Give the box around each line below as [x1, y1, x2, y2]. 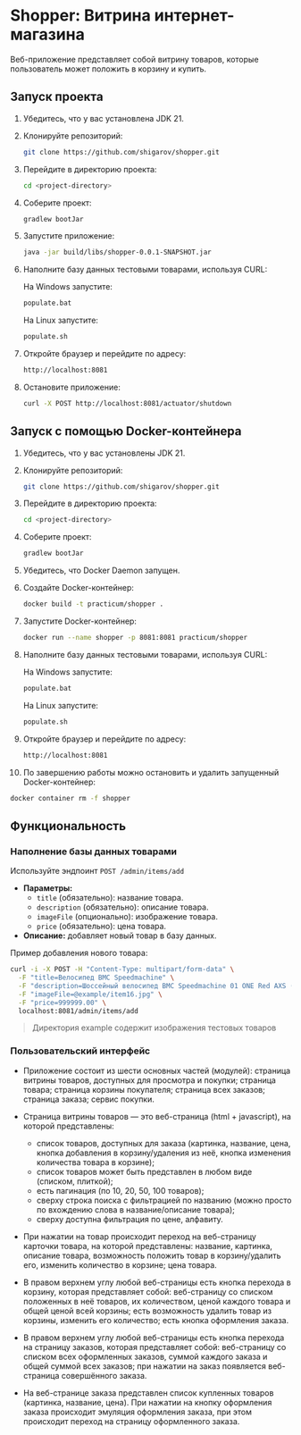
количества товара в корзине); [36, 1156, 155, 1167]
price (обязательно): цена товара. [36, 921, 167, 932]
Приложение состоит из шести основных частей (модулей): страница [22, 1065, 291, 1076]
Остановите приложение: [22, 382, 121, 392]
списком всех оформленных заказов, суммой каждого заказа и [22, 1351, 268, 1362]
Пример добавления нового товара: [10, 948, 148, 959]
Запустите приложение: [22, 231, 115, 241]
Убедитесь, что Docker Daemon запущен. [22, 565, 180, 576]
